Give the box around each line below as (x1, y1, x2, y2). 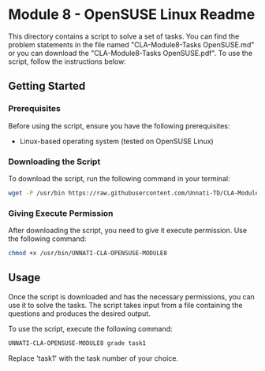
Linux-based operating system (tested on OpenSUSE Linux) (19, 136, 215, 146)
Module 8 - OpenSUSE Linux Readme (8, 6, 256, 24)
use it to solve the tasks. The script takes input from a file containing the (8, 300, 243, 310)
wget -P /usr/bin (8, 189, 65, 197)
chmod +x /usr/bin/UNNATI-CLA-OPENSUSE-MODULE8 (8, 250, 168, 258)
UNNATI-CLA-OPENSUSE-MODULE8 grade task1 (8, 339, 147, 347)
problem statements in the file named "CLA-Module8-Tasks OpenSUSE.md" (8, 39, 255, 49)
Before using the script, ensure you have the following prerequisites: (8, 121, 230, 131)
